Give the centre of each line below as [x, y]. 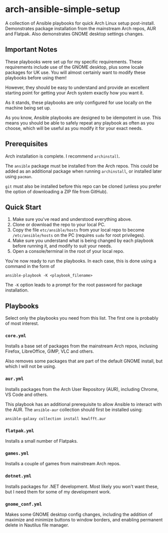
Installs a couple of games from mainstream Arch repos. [63, 464]
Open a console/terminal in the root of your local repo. [68, 251]
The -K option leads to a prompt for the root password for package [74, 285]
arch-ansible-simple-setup [63, 9]
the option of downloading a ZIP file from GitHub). [56, 191]
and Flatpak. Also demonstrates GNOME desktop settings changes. [74, 34]
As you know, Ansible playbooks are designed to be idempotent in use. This [83, 117]
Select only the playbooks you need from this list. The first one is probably [82, 318]
